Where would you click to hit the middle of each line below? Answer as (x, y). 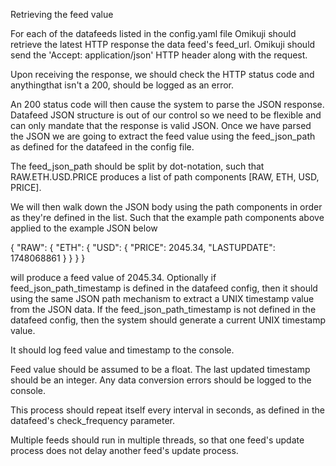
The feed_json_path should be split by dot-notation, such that (137, 166)
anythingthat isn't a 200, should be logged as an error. (122, 85)
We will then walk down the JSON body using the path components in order (166, 207)
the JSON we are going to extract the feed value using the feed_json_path (163, 136)
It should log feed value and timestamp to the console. (122, 350)
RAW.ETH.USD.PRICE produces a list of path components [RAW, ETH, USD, (165, 177)
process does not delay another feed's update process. (124, 450)
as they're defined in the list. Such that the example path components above (167, 217)
